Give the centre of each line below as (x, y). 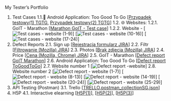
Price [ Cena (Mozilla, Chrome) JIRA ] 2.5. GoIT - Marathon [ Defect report (88, 55)
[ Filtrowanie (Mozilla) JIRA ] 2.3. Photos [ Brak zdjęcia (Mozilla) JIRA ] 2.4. (88, 50)
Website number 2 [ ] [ (68, 71)
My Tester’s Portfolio (27, 7)
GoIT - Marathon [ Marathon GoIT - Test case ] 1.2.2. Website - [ (79, 28)
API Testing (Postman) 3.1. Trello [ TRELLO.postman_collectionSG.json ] (86, 88)
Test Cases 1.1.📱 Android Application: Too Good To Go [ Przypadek (82, 17)
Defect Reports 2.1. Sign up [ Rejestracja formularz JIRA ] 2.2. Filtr (80, 44)
